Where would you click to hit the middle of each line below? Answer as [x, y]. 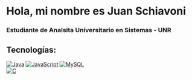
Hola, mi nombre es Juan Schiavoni [96, 11]
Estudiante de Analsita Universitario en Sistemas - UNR [89, 30]
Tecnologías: [31, 50]
